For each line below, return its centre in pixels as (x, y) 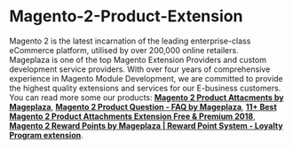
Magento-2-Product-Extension (126, 16)
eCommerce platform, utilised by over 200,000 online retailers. (124, 50)
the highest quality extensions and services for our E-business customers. (145, 88)
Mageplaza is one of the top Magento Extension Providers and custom (138, 59)
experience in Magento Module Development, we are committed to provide (146, 78)
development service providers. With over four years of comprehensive (140, 69)
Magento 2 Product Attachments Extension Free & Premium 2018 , (132, 116)
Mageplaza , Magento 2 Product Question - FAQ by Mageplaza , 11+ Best (143, 106)
